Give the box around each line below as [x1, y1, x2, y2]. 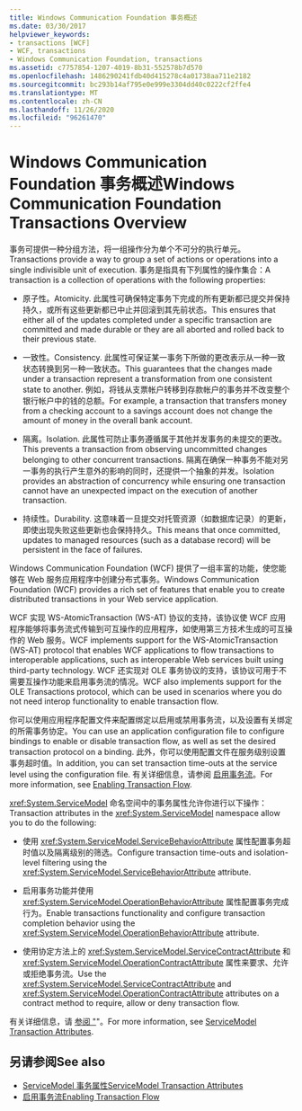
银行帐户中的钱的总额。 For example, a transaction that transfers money [22, 396, 288, 406]
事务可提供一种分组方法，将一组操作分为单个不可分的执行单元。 [9, 244, 245, 254]
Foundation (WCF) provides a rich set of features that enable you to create [9, 584, 286, 595]
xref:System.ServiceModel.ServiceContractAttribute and [22, 979, 232, 990]
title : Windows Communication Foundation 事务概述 [9, 13, 198, 22]
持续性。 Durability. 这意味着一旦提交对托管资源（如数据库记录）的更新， [22, 513, 291, 524]
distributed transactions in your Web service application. [9, 594, 218, 605]
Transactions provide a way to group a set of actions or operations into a [9, 253, 279, 265]
